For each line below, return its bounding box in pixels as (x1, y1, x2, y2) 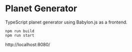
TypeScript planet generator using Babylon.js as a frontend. (5, 19, 128, 25)
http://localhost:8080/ (5, 41, 51, 47)
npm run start (5, 33, 35, 38)
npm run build (5, 28, 35, 33)
